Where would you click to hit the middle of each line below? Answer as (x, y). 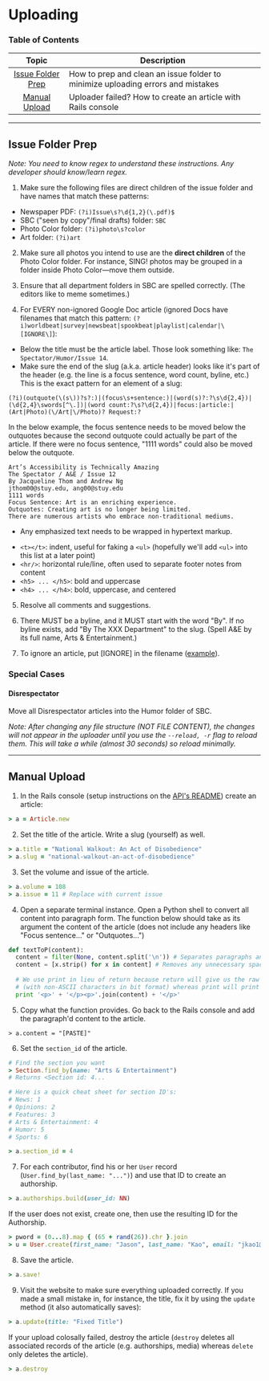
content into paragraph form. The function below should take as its (130, 918)
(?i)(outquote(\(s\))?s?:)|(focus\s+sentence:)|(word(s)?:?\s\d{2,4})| (130, 398)
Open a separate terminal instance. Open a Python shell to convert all (134, 910)
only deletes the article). (48, 1354)
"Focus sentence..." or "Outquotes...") (82, 935)
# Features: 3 (32, 1114)
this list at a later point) (58, 556)
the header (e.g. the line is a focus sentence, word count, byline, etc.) (134, 375)
